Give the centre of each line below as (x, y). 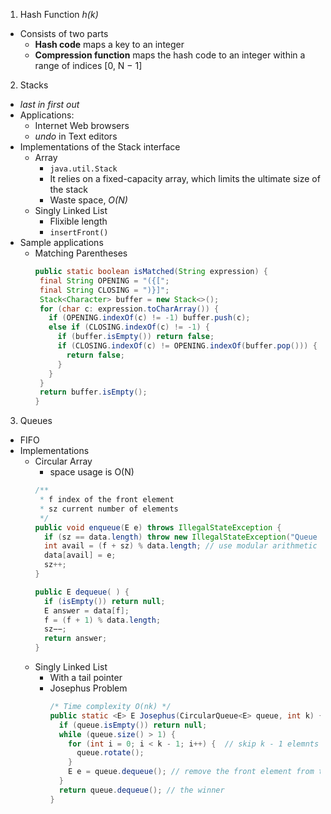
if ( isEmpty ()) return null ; (104, 601)
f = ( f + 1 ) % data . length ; (102, 620)
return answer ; (75, 639)
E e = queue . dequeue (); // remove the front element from (191, 772)
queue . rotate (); (110, 753)
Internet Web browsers (82, 125)
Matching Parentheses (81, 253)
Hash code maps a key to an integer (109, 44)
